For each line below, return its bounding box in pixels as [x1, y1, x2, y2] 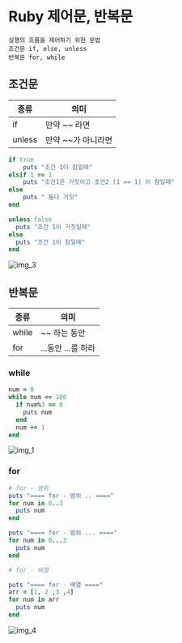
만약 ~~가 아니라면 [45, 134, 113, 146]
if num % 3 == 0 [15, 401, 63, 409]
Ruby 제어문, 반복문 [8, 7, 133, 26]
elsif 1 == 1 [8, 171, 53, 179]
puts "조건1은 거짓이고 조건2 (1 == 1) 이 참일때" [23, 178, 176, 186]
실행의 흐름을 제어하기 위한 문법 [8, 36, 101, 45]
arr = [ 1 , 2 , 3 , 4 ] [8, 588, 74, 596]
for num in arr [8, 596, 60, 604]
